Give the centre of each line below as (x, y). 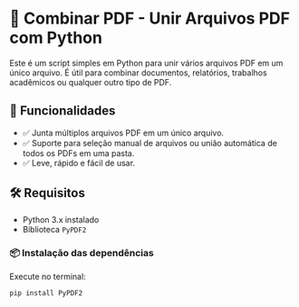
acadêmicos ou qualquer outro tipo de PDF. (91, 82)
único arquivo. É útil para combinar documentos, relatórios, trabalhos (138, 73)
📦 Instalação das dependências (82, 253)
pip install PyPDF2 (46, 293)
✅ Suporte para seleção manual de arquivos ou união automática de (150, 143)
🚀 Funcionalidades (63, 111)
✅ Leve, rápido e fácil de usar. (79, 163)
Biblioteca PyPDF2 (54, 229)
